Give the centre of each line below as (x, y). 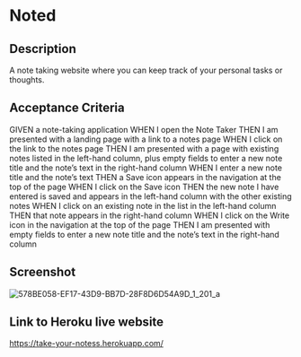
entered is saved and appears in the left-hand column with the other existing (150, 196)
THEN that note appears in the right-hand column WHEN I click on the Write (150, 215)
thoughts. (27, 80)
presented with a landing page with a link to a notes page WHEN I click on (146, 139)
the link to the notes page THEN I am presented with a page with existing (144, 148)
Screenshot (43, 272)
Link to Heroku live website (87, 322)
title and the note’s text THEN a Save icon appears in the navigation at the (145, 177)
